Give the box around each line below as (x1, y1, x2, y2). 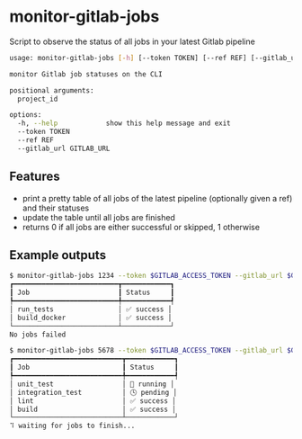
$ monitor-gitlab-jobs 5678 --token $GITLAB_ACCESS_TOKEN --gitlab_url (9, 346, 283, 355)
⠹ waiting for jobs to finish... (9, 421, 136, 431)
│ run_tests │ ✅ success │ (9, 304, 173, 314)
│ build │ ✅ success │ (9, 405, 177, 414)
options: (9, 111, 42, 120)
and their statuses (22, 202, 90, 213)
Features (9, 169, 60, 184)
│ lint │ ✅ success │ (9, 396, 177, 406)
